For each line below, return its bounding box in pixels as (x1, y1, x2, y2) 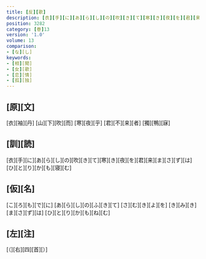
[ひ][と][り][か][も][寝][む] (6, 164, 72, 171)
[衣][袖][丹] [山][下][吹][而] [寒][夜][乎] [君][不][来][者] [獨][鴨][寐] (6, 119, 170, 126)
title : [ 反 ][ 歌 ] (6, 9, 46, 15)
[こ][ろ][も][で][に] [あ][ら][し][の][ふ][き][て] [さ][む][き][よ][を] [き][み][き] (6, 201, 197, 209)
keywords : (6, 55, 32, 61)
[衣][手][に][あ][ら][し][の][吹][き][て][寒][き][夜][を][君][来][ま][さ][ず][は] (6, 156, 193, 163)
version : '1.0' (6, 32, 45, 38)
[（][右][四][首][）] (6, 246, 48, 253)
